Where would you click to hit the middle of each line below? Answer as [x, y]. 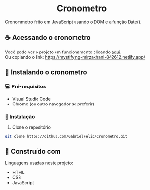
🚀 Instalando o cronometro [46, 73]
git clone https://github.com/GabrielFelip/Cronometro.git [66, 136]
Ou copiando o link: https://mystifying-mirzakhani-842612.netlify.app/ [75, 57]
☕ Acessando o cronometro [48, 38]
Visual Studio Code [31, 99]
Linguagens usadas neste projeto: [39, 163]
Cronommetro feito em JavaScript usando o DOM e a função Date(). [73, 22]
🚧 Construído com [33, 151]
